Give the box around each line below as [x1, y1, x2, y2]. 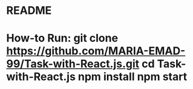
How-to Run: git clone [6, 31, 119, 45]
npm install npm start [77, 70, 188, 84]
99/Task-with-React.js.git [6, 57, 140, 71]
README [6, 4, 52, 18]
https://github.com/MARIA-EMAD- [6, 44, 186, 58]
